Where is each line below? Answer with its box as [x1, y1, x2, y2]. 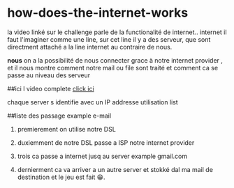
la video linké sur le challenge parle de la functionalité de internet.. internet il [7, 28, 227, 36]
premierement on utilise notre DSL [17, 125, 117, 133]
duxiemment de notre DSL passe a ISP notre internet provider [17, 138, 195, 147]
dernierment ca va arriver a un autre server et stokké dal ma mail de [17, 165, 213, 173]
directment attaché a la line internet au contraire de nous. [7, 42, 173, 51]
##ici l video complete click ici [7, 84, 94, 93]
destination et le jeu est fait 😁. [17, 173, 105, 181]
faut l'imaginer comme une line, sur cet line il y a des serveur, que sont [7, 35, 211, 43]
